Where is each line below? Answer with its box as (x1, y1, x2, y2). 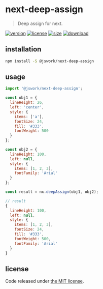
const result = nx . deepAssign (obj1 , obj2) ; (5, 189, 99, 194)
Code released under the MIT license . (5, 278, 84, 284)
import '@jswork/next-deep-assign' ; (5, 86, 83, 91)
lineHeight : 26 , (10, 100, 44, 105)
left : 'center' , (10, 105, 44, 110)
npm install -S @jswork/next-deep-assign (5, 59, 94, 64)
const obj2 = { (5, 147, 38, 152)
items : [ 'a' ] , (14, 114, 44, 119)
